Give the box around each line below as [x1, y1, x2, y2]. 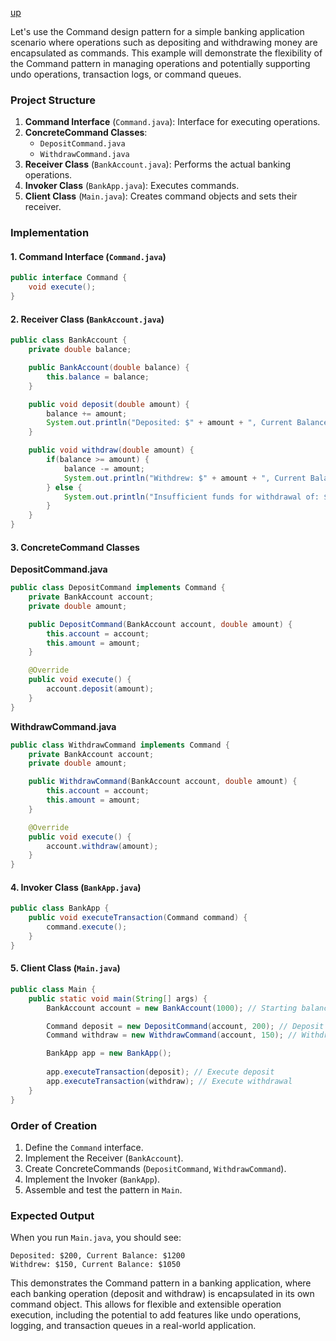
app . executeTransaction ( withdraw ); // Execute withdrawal [46, 1076, 293, 1086]
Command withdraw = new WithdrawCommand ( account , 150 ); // [46, 1030, 298, 1041]
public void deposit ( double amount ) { [28, 399, 190, 409]
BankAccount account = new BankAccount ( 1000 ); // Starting [46, 1003, 298, 1013]
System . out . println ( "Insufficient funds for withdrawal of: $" [63, 492, 333, 502]
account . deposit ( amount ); [46, 684, 155, 694]
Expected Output [10, 1208, 95, 1222]
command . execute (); [46, 922, 128, 932]
